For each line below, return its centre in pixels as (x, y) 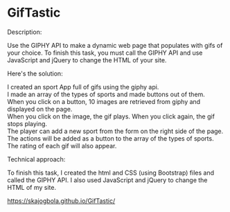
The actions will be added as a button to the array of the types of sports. (110, 138)
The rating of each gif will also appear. (62, 145)
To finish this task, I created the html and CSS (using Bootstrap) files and (111, 173)
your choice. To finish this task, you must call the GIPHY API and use (105, 53)
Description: (25, 32)
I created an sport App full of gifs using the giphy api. (83, 87)
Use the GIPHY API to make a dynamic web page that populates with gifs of (115, 45)
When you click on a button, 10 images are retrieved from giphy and (104, 101)
